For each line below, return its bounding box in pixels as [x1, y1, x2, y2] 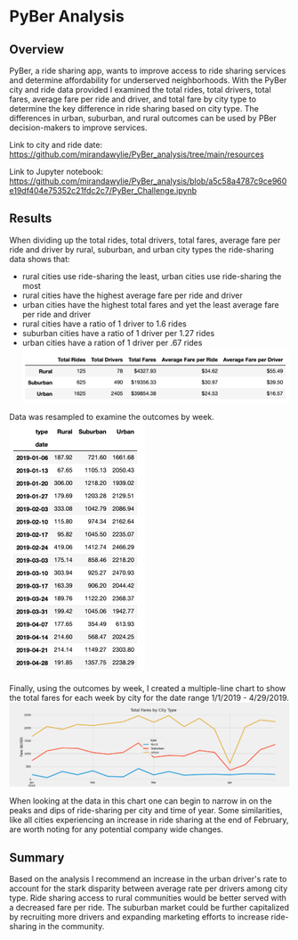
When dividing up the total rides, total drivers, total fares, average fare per [9, 235, 281, 245]
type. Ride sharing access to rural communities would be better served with [9, 893, 287, 903]
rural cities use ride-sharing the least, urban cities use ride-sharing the [21, 270, 282, 282]
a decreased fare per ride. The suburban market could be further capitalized [9, 903, 289, 913]
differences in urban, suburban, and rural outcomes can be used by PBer [9, 113, 278, 123]
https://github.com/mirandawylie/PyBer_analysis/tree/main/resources [9, 149, 264, 160]
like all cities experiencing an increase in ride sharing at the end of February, [9, 814, 289, 826]
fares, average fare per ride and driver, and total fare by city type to [9, 94, 256, 104]
